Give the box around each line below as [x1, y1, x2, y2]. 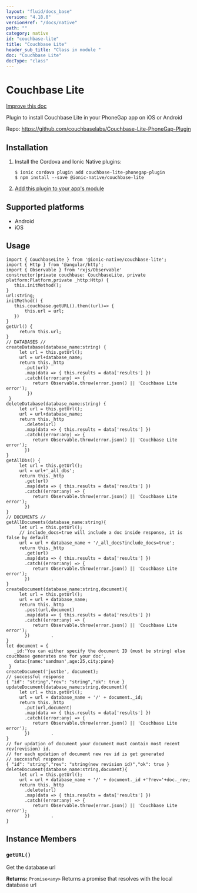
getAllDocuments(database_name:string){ [6, 519, 107, 525]
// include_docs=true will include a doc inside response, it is [19, 529, 183, 536]
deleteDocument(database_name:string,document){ [6, 766, 128, 772]
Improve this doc [6, 102, 47, 109]
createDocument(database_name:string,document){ [6, 586, 128, 592]
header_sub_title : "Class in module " [6, 47, 101, 53]
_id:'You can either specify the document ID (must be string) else [14, 648, 185, 654]
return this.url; [19, 328, 62, 334]
